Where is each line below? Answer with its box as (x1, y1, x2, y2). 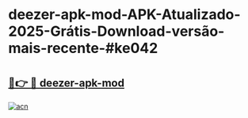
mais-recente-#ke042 (8, 40, 158, 57)
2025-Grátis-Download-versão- (8, 22, 225, 40)
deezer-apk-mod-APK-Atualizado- (8, 6, 241, 24)
